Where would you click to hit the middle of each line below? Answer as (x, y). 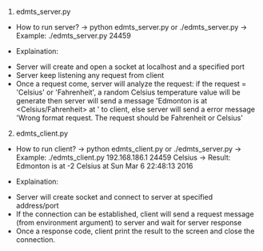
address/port (37, 205)
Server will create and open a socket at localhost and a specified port (130, 67)
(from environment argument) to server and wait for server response (129, 223)
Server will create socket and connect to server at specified (114, 197)
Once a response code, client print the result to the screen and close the (135, 231)
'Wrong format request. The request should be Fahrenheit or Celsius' (130, 118)
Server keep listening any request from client (90, 75)
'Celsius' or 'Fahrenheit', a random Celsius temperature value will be (128, 92)
